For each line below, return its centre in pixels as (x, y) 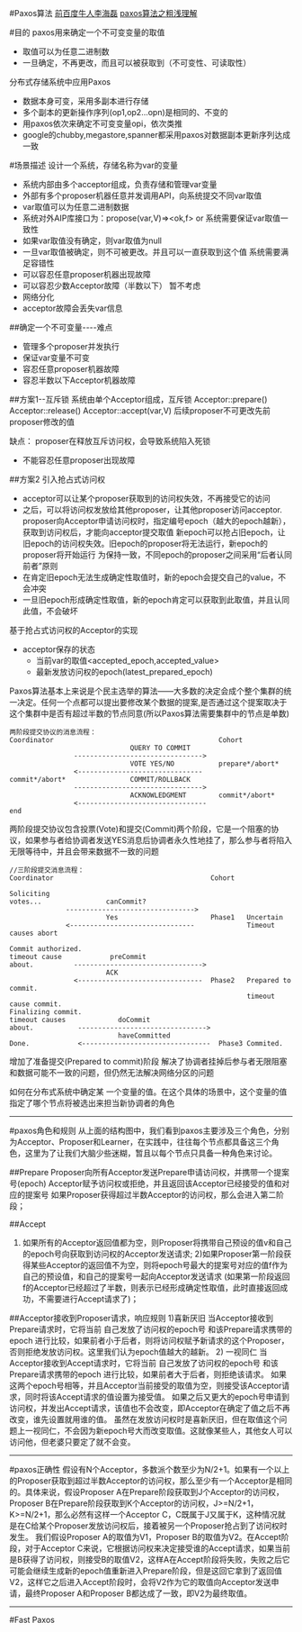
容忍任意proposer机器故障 (71, 369)
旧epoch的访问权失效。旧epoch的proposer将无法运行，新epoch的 (145, 544)
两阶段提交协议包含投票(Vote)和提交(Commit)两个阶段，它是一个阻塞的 (140, 829)
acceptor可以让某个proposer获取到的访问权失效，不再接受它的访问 (147, 499)
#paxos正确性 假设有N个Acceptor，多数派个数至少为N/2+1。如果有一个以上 (150, 1469)
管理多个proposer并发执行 (71, 346)
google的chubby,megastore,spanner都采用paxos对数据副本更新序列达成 (156, 135)
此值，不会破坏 (50, 611)
